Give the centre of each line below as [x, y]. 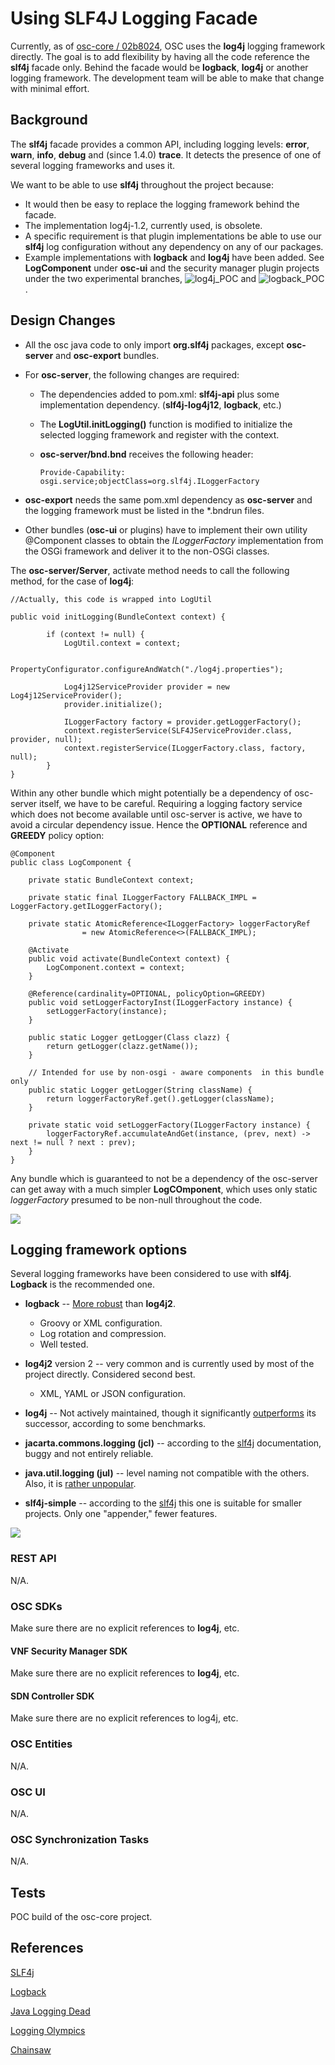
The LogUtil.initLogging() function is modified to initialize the [166, 424]
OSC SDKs [36, 1606]
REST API [33, 1559]
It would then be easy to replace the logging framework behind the [162, 204]
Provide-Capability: [82, 472]
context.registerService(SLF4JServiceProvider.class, [178, 730]
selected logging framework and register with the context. [159, 434]
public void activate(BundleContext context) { [129, 958]
